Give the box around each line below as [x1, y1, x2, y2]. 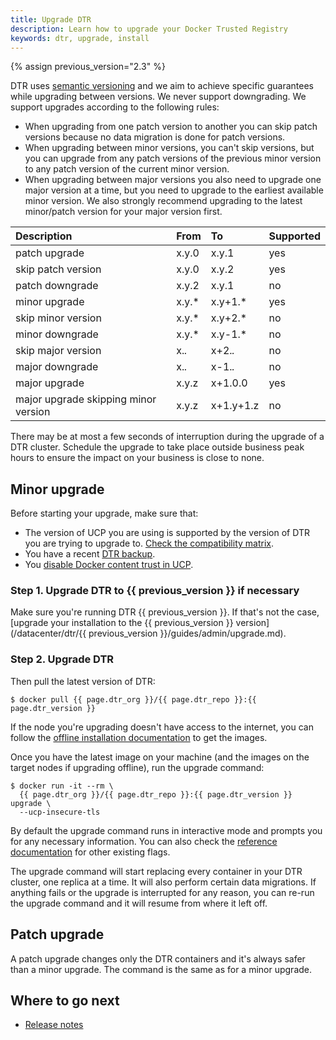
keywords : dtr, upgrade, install [10, 33, 150, 43]
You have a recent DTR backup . [24, 548, 156, 560]
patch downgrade [15, 279, 99, 293]
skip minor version [15, 311, 102, 325]
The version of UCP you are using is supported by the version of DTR [24, 527, 310, 539]
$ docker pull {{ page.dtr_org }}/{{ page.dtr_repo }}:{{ [10, 694, 257, 705]
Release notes [24, 1019, 84, 1031]
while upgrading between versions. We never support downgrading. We [10, 91, 307, 103]
